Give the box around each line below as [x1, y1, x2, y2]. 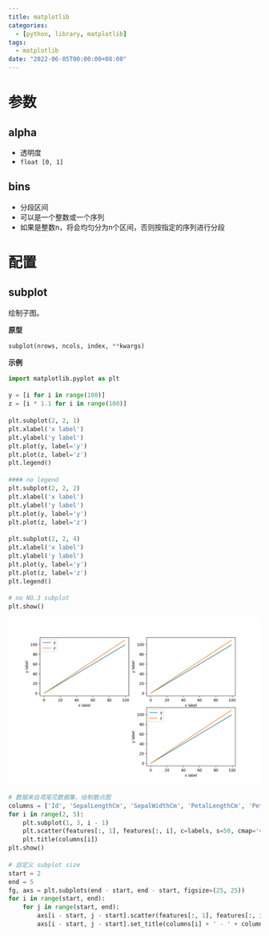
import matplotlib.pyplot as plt [8, 374, 120, 382]
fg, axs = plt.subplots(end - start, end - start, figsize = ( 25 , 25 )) [8, 886, 246, 894]
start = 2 [8, 869, 42, 877]
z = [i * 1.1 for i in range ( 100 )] [8, 400, 127, 408]
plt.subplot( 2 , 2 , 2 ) [8, 485, 81, 493]
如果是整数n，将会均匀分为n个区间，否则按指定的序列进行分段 [19, 222, 226, 232]
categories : [8, 21, 48, 30]
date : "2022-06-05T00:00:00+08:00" [8, 55, 127, 63]
